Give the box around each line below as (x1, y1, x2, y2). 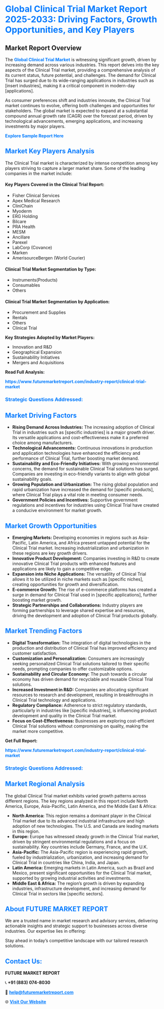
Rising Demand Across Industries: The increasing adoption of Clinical (12, 424, 155, 430)
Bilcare (12, 219, 26, 225)
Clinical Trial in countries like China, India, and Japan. (12, 859, 120, 865)
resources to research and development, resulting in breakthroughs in (12, 692, 153, 698)
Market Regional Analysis (5, 780, 85, 788)
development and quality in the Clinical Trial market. (12, 712, 117, 718)
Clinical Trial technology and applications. (12, 697, 97, 703)
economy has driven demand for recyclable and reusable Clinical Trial (12, 676, 153, 682)
